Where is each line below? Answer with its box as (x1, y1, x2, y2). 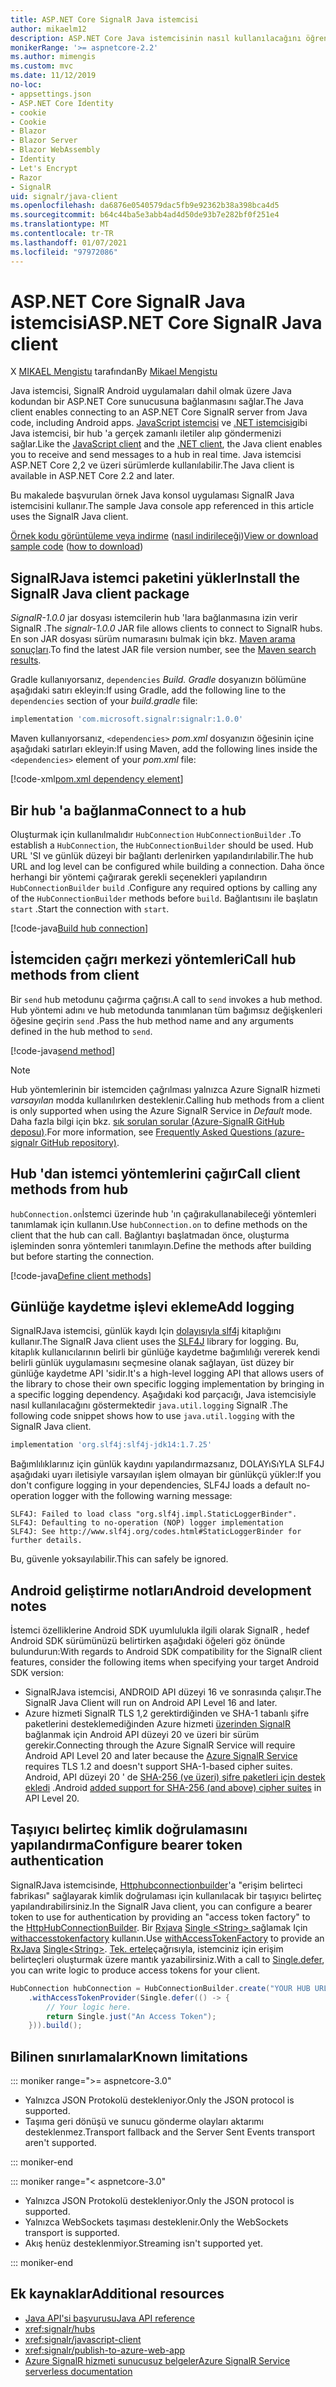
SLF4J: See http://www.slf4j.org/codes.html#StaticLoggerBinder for (10, 1527, 302, 1537)
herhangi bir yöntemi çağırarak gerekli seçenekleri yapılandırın (10, 871, 268, 883)
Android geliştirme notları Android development (10, 1582, 312, 1599)
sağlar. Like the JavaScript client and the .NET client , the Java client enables (10, 438, 323, 450)
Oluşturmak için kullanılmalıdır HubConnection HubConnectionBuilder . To (10, 828, 302, 840)
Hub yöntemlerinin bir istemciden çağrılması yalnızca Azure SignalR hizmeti (10, 1083, 321, 1095)
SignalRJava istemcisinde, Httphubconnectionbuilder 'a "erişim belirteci (10, 1879, 303, 1891)
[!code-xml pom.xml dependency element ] (10, 773, 184, 785)
